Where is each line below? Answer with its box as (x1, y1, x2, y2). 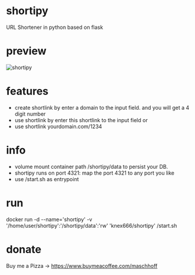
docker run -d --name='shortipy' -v (6, 215, 92, 222)
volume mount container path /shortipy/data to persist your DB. (14, 163, 168, 170)
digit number (14, 110, 46, 117)
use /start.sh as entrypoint (14, 175, 79, 182)
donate (6, 243, 42, 256)
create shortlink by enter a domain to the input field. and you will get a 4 (14, 104, 190, 111)
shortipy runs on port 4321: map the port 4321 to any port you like (14, 169, 175, 176)
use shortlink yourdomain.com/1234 (14, 123, 103, 130)
